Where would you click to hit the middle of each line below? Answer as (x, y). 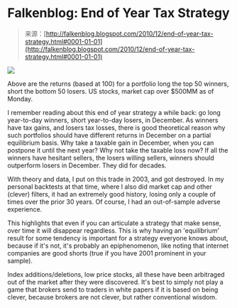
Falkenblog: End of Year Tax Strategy (118, 13)
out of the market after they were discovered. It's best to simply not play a (115, 282)
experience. (25, 209)
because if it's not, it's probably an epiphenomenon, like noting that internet (118, 246)
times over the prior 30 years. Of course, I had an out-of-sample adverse (114, 202)
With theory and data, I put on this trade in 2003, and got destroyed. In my (116, 179)
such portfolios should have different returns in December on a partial (109, 135)
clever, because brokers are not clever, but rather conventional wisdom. (112, 297)
